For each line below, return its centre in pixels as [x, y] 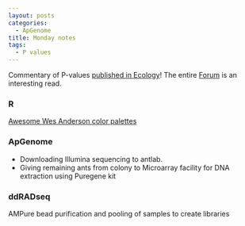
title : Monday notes [42, 38]
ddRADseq [29, 197]
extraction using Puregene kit [68, 176]
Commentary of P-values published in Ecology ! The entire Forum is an [123, 75]
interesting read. [35, 83]
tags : [17, 45]
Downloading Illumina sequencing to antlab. [91, 159]
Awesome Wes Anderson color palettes [73, 121]
